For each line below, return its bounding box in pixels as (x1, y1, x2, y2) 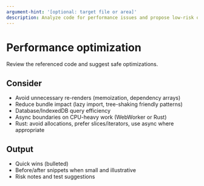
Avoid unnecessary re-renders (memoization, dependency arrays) (15, 95, 181, 102)
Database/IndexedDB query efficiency (15, 107, 111, 115)
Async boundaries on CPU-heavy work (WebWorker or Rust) (15, 113, 167, 121)
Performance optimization (6, 41, 141, 55)
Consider (6, 78, 42, 88)
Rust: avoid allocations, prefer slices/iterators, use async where (15, 120, 174, 127)
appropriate (15, 127, 45, 134)
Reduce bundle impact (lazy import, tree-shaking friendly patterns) (15, 101, 183, 108)
